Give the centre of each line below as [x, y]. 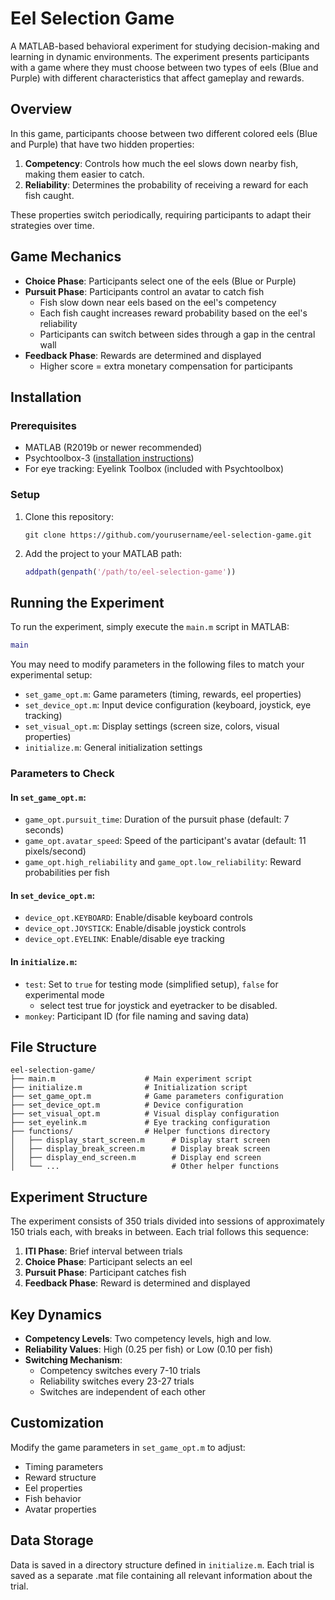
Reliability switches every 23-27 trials [117, 1381]
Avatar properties [60, 1509]
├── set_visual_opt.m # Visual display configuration [145, 1114]
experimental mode [64, 994]
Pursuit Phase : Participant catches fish [105, 1273]
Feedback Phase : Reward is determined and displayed [137, 1283]
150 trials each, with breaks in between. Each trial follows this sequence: [159, 1232]
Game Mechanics [66, 257]
